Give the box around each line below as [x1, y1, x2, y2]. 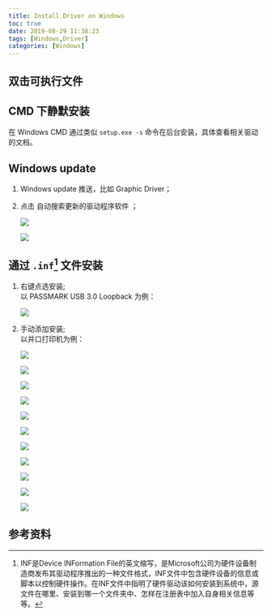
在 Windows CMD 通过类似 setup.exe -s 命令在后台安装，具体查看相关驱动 [8, 127, 259, 137]
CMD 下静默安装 [8, 104, 91, 118]
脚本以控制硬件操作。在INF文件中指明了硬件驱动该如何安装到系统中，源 [19, 578, 259, 588]
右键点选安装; [19, 281, 66, 291]
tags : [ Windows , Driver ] [8, 34, 89, 43]
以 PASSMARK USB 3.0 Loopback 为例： [19, 291, 156, 301]
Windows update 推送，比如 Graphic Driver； [19, 184, 172, 194]
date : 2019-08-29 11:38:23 [8, 27, 100, 35]
